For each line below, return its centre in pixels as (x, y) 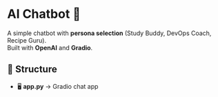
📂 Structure (32, 69)
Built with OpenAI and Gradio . (50, 47)
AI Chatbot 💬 (44, 14)
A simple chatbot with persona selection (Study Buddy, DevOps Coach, (109, 33)
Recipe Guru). (27, 40)
